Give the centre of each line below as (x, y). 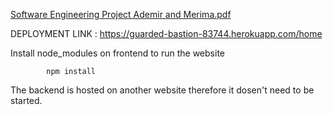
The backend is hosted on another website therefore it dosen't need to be (162, 90)
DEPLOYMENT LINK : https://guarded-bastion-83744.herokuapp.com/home (166, 33)
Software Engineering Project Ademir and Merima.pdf (121, 14)
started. (26, 100)
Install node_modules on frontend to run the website (117, 53)
